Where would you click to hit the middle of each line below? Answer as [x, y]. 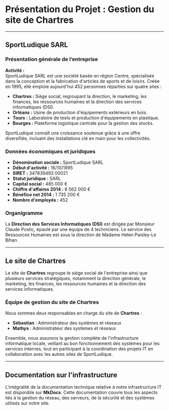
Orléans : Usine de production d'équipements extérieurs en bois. [80, 112]
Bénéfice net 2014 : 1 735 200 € [46, 194]
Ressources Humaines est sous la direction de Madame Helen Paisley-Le [81, 235]
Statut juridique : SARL [37, 178]
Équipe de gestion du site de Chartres [52, 302]
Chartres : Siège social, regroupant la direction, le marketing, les [79, 96]
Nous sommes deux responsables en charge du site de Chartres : [74, 313]
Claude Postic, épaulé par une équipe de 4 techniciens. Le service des [78, 230]
